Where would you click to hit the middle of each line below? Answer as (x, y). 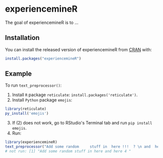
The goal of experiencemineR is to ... (42, 22)
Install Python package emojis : (42, 100)
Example (18, 74)
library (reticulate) (26, 109)
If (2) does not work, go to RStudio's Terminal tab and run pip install (82, 123)
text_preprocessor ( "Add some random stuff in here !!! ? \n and (78, 147)
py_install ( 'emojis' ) (27, 114)
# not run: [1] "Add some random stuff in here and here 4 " (68, 151)
